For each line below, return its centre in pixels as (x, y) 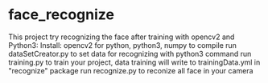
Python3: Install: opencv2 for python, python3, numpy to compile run (123, 45)
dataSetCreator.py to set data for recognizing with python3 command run (130, 53)
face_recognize (62, 15)
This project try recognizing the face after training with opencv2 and (122, 37)
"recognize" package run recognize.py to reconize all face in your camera (131, 70)
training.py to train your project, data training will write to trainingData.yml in (134, 62)
